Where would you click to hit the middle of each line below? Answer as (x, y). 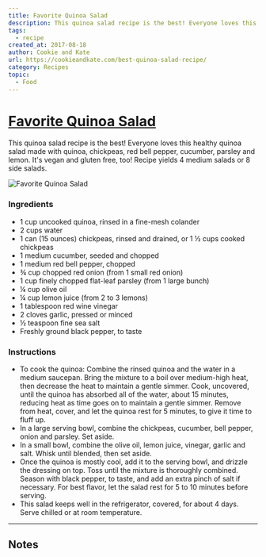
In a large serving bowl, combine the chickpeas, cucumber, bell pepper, (136, 428)
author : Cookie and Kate (49, 52)
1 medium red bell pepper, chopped (78, 263)
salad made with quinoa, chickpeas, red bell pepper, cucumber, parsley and (132, 152)
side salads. (28, 168)
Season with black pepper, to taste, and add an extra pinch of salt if (130, 479)
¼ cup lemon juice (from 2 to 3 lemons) (84, 298)
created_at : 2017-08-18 (47, 45)
